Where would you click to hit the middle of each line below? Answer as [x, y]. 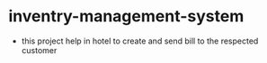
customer [39, 50]
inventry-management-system [126, 16]
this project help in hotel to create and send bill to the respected [140, 41]
